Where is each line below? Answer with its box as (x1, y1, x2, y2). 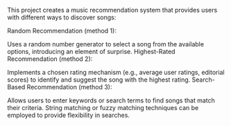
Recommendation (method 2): (7, 55, 93, 63)
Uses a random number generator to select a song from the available (7, 40, 205, 48)
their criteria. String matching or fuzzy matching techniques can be (7, 104, 199, 111)
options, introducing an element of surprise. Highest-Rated (7, 48, 176, 55)
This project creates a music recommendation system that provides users (7, 6, 218, 14)
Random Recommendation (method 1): (7, 27, 117, 35)
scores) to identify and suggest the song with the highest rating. (7, 75, 191, 84)
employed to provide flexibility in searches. (7, 111, 130, 119)
